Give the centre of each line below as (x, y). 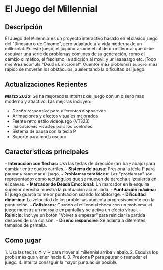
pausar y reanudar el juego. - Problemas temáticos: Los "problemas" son (79, 174)
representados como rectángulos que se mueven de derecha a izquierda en (81, 179)
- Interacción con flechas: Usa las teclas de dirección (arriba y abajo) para (80, 163)
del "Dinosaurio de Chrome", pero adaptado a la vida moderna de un (73, 44)
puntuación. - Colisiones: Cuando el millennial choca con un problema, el (79, 205)
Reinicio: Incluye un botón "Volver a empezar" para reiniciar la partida (75, 215)
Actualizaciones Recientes (46, 85)
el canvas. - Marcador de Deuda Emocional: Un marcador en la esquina (77, 184)
